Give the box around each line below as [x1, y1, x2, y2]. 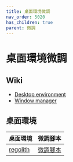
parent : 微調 [6, 25, 36, 31]
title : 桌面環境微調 [6, 8, 50, 15]
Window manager [14, 97, 57, 104]
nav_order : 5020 [6, 14, 45, 20]
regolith [9, 146, 30, 154]
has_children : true [6, 19, 53, 25]
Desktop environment [14, 91, 66, 98]
